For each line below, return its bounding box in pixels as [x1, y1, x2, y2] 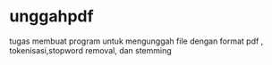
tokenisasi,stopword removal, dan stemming [9, 45, 172, 55]
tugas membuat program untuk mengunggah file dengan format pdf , [9, 36, 264, 46]
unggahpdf [9, 6, 94, 27]
